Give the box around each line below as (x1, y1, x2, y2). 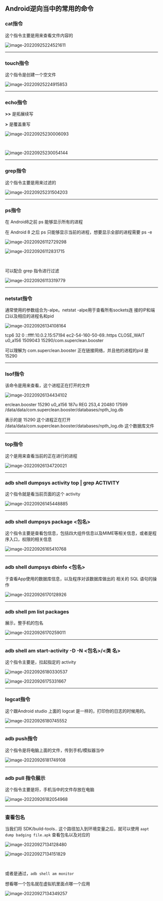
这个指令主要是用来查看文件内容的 (5, 32, 73, 38)
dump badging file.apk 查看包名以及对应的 (5, 832, 91, 838)
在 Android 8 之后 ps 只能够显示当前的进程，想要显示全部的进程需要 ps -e (5, 229, 152, 235)
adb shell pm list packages (5, 608, 69, 615)
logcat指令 (5, 696, 31, 703)
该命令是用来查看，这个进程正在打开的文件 (5, 382, 90, 388)
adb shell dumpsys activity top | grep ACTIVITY (5, 479, 120, 486)
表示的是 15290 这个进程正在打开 (5, 417, 71, 423)
